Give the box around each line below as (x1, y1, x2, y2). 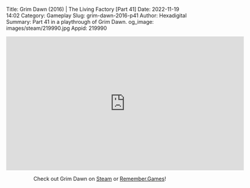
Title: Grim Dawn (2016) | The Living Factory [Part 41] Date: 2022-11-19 (6, 6, 179, 12)
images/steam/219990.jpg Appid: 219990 (6, 24, 107, 32)
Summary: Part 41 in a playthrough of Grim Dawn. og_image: (6, 18, 154, 25)
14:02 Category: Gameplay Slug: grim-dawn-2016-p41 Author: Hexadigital (6, 12, 187, 19)
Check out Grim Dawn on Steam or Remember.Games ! (33, 176, 166, 182)
